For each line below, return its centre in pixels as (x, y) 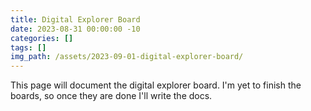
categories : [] (42, 38)
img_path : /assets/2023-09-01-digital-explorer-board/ (127, 57)
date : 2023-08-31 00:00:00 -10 (75, 29)
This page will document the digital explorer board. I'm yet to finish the (156, 85)
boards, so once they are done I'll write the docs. (111, 96)
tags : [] (28, 47)
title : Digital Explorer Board (75, 19)
